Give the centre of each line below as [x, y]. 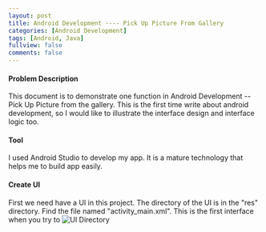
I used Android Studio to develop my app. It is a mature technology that [126, 158]
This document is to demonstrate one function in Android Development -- [129, 96]
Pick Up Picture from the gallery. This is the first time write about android [129, 105]
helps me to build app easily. [55, 166]
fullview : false [35, 46]
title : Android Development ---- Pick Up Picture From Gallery [116, 23]
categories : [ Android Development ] [68, 30]
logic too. [24, 122]
